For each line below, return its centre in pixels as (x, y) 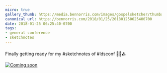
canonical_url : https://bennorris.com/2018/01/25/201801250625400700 (79, 19)
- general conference (28, 33)
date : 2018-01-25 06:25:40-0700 (39, 24)
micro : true (17, 10)
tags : (11, 28)
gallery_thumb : (21, 14)
